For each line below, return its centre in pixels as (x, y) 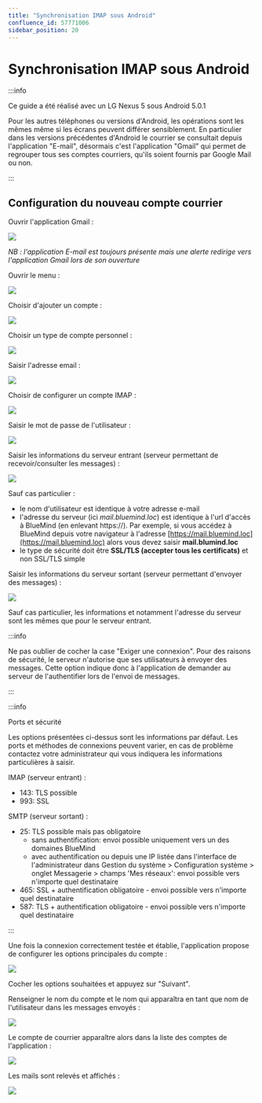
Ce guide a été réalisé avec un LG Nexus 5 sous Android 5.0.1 (107, 106)
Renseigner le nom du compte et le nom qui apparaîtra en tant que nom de (128, 999)
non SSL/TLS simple (52, 559)
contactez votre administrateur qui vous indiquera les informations (115, 754)
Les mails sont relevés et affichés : (64, 1076)
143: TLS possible (48, 793)
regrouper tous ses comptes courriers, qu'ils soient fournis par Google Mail (130, 155)
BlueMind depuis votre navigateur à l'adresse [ (95, 534)
